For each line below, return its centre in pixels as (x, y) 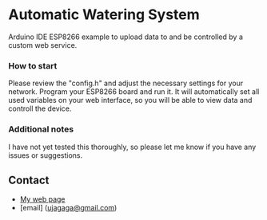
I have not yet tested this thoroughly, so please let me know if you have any (132, 147)
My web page (42, 199)
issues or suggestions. (45, 155)
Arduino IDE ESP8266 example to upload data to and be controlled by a (126, 37)
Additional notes (41, 129)
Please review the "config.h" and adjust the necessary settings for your (126, 83)
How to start (33, 65)
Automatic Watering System (104, 15)
